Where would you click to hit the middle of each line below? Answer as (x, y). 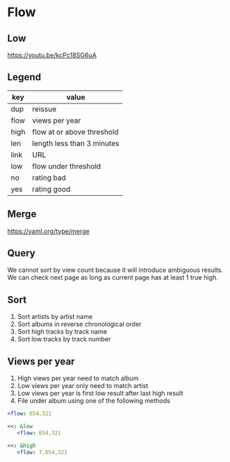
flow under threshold (66, 166)
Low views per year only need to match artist (83, 386)
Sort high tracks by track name (62, 332)
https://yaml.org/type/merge (49, 231)
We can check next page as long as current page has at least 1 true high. (113, 277)
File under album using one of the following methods (94, 401)
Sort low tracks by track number (64, 339)
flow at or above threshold (75, 132)
